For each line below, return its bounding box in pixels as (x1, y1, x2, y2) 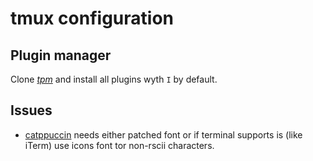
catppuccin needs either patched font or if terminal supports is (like (24, 128, 303, 141)
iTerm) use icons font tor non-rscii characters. (24, 139, 215, 151)
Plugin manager (10, 47, 112, 64)
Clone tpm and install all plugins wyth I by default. (10, 73, 218, 85)
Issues (10, 102, 53, 119)
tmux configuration (10, 7, 174, 30)
